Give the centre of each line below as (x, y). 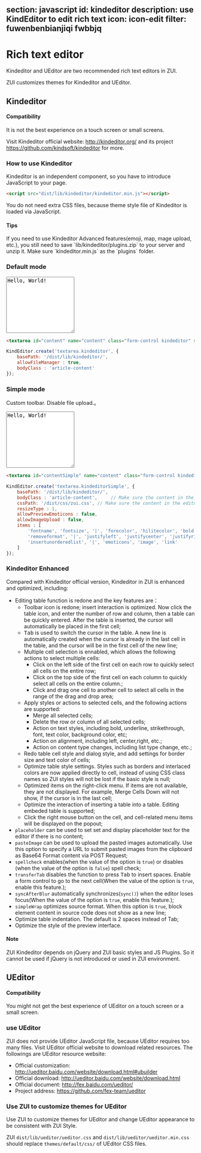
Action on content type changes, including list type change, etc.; (112, 747)
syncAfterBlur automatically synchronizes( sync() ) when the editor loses (104, 893)
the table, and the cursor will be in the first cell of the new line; (101, 645)
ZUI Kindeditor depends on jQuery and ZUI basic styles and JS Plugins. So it (100, 952)
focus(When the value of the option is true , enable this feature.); (95, 900)
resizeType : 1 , (37, 509)
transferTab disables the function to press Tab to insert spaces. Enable (103, 874)
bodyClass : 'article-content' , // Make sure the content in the (106, 497)
